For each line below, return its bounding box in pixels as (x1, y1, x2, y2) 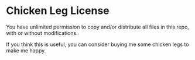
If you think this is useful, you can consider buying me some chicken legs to (6, 41, 189, 48)
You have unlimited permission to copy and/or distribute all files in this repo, (6, 23, 189, 30)
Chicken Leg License (6, 4, 110, 17)
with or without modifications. (6, 29, 78, 36)
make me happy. (6, 47, 46, 54)
